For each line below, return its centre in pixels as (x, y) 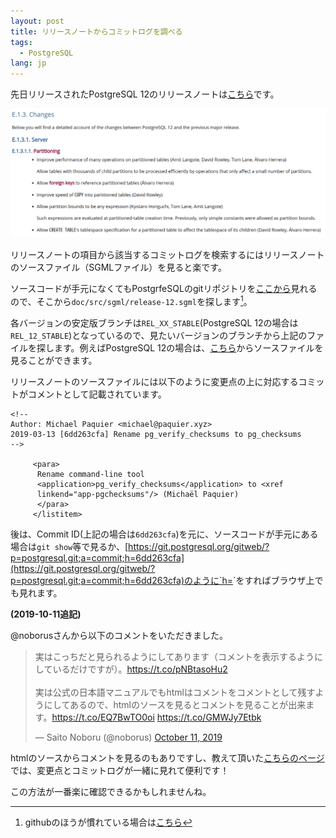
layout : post (37, 21)
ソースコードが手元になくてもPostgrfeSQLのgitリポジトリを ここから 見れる (164, 289)
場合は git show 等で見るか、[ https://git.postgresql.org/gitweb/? (140, 546)
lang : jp (28, 63)
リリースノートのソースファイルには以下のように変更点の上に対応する (154, 381)
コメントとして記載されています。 (97, 394)
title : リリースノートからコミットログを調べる (96, 31)
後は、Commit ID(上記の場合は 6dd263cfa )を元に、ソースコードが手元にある (164, 534)
